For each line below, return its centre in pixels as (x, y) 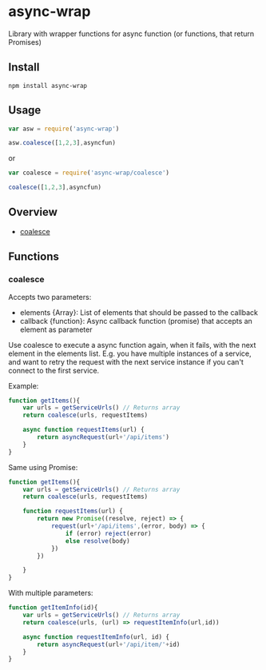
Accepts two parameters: (50, 297)
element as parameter (56, 329)
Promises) (25, 42)
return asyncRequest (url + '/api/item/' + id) (109, 644)
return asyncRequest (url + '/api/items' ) (103, 437)
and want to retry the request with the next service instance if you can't (126, 361)
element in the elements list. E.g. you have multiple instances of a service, (130, 353)
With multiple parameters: (51, 593)
